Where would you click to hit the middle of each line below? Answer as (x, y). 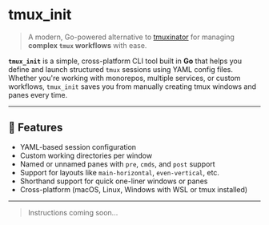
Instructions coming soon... (73, 212)
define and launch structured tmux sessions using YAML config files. (121, 69)
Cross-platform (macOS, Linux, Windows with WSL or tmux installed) (134, 189)
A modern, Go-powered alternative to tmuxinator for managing (131, 37)
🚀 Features (36, 128)
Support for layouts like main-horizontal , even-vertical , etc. (120, 172)
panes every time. (38, 94)
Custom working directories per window (86, 155)
